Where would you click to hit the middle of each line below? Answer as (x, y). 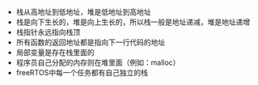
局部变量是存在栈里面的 (55, 52)
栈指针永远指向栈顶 (48, 32)
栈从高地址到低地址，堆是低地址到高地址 (83, 12)
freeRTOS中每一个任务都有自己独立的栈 (82, 72)
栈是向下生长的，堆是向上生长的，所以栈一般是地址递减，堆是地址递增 (133, 22)
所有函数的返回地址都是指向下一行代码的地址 (91, 42)
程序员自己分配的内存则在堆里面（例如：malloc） (98, 62)
